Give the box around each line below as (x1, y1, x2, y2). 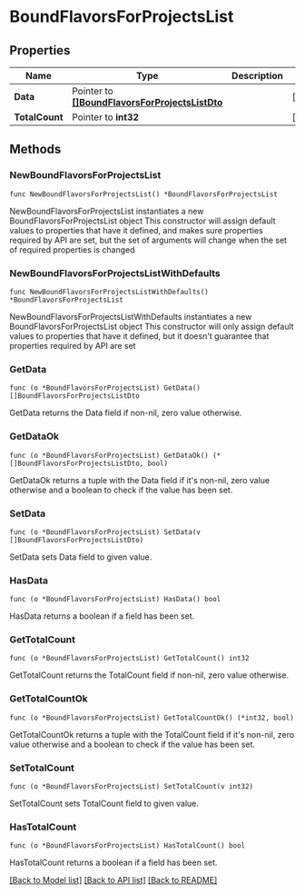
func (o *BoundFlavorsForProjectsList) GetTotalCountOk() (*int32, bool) (9, 713, 295, 722)
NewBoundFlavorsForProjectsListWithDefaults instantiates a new (9, 311, 252, 322)
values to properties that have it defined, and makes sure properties (9, 224, 263, 235)
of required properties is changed (9, 243, 135, 255)
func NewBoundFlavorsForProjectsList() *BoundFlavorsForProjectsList (9, 189, 279, 199)
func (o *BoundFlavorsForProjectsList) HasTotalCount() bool (9, 841, 246, 850)
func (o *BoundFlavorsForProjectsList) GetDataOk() (9, 451, 209, 460)
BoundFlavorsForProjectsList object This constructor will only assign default (9, 321, 294, 332)
